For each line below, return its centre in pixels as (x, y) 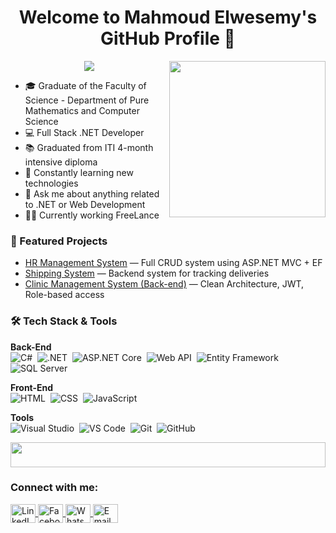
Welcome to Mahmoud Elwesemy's (168, 17)
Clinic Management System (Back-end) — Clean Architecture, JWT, (164, 284)
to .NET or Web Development (85, 204)
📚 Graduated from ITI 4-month (89, 147)
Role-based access (64, 295)
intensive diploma (61, 162)
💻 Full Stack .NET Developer (84, 132)
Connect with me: (54, 488)
